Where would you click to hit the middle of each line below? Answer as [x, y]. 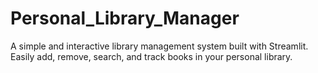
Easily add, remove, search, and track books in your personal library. [151, 56]
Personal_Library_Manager [125, 18]
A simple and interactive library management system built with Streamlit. [159, 46]
